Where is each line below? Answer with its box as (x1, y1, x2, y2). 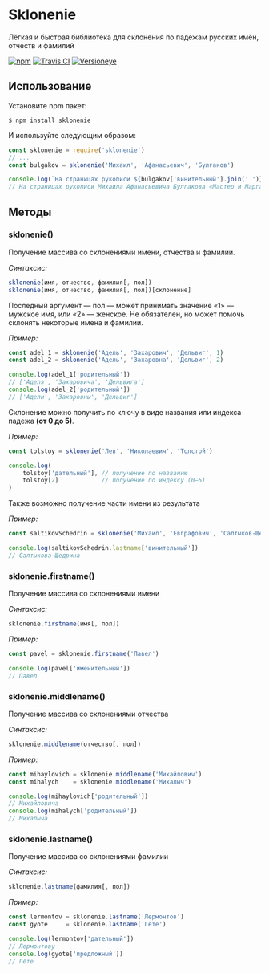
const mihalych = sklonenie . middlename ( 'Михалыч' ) (8, 777, 192, 786)
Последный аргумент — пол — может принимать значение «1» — (8, 300, 235, 310)
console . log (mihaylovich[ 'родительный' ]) (8, 792, 149, 800)
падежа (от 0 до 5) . (8, 416, 74, 425)
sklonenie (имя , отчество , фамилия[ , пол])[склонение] (8, 286, 192, 294)
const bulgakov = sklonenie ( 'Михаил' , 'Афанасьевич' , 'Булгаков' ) (8, 161, 235, 169)
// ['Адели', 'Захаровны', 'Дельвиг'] (8, 393, 138, 401)
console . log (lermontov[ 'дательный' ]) (8, 934, 134, 942)
